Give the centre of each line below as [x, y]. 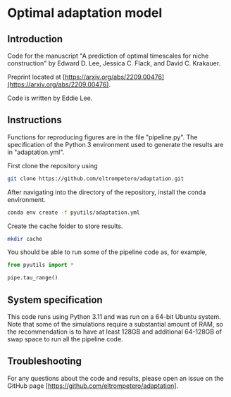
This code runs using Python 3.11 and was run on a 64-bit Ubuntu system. [114, 317]
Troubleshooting [45, 361]
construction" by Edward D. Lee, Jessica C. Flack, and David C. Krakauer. [114, 63]
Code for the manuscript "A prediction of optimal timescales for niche [108, 56]
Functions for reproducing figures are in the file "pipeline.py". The [102, 137]
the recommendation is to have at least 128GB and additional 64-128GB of [114, 332]
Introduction [35, 39]
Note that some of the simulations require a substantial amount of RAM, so [115, 324]
